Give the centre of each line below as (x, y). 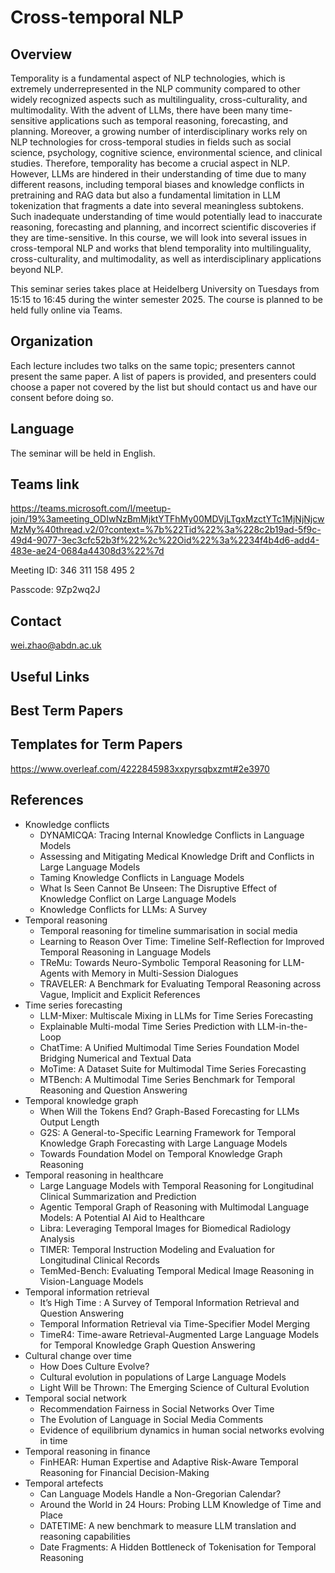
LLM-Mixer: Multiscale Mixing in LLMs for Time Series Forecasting (176, 1015)
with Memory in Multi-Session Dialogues (155, 973)
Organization (51, 341)
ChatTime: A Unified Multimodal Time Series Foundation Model (169, 1047)
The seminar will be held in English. (83, 453)
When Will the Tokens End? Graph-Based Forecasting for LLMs (169, 1111)
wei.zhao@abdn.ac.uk (56, 645)
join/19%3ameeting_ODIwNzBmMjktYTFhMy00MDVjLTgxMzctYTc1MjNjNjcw (167, 519)
